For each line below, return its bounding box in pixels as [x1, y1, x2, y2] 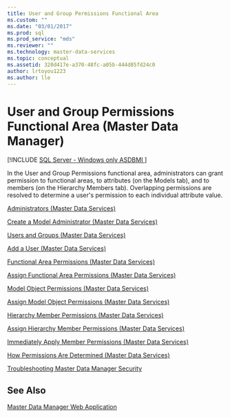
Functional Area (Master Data [7, 118, 179, 134]
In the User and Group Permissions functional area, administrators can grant [7, 169, 224, 178]
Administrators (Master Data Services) [7, 205, 116, 213]
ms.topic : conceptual [7, 55, 70, 62]
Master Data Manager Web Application [7, 403, 117, 411]
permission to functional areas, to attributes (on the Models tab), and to [7, 176, 210, 185]
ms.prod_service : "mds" [7, 36, 76, 43]
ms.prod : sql [7, 29, 45, 36]
